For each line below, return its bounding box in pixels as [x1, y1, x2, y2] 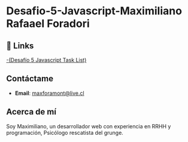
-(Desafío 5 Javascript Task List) [6, 57, 87, 63]
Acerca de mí [6, 107, 57, 117]
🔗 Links [6, 41, 34, 51]
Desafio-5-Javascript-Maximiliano [6, 4, 183, 18]
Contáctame [6, 73, 54, 84]
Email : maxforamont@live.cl [14, 89, 85, 97]
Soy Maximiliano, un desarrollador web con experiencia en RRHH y [6, 122, 171, 129]
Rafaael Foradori [6, 17, 90, 30]
